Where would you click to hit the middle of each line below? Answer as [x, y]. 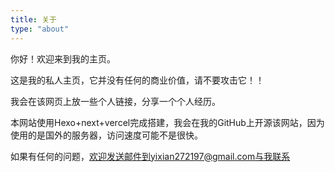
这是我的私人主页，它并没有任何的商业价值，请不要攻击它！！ [137, 80]
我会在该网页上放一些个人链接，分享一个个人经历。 [115, 101]
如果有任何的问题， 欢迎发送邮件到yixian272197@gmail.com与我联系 [150, 156]
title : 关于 [33, 19]
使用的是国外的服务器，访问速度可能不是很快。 [106, 135]
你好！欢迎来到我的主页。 [63, 58]
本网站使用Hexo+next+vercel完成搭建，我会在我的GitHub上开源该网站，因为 [167, 122]
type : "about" [40, 29]
